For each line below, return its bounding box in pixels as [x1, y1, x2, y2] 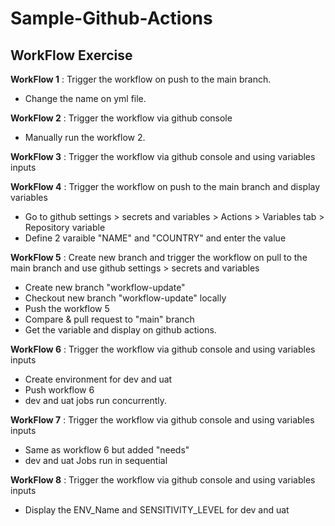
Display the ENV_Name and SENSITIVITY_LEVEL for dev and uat [24, 504, 290, 516]
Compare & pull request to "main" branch [24, 313, 195, 325]
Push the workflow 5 [24, 303, 110, 314]
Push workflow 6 [24, 384, 95, 396]
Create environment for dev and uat [24, 373, 173, 385]
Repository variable [24, 222, 106, 233]
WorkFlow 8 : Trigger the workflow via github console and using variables [10, 474, 316, 486]
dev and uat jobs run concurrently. [24, 395, 168, 406]
